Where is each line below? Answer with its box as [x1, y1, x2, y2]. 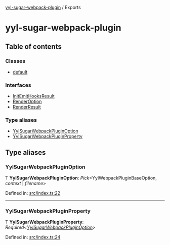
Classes [5, 57, 26, 64]
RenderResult [12, 104, 41, 110]
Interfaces [5, 81, 31, 88]
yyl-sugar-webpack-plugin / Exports [5, 5, 81, 10]
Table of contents [5, 42, 62, 51]
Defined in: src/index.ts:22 [5, 190, 61, 196]
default [12, 68, 28, 75]
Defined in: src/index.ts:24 [5, 234, 61, 240]
